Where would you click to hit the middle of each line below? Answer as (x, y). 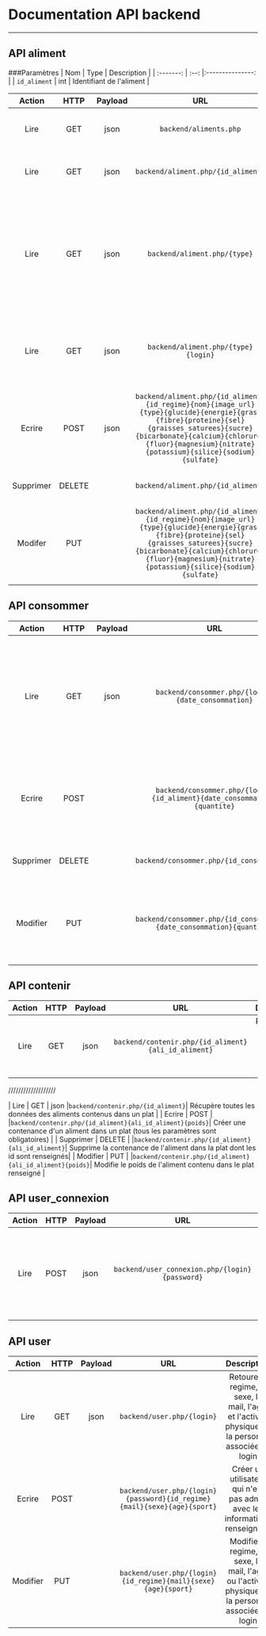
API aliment (37, 54)
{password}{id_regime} (168, 1498)
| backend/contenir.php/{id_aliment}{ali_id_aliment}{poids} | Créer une (127, 1122)
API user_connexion (59, 1198)
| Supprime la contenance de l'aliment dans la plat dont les (160, 1148)
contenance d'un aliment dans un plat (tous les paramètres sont (112, 1131)
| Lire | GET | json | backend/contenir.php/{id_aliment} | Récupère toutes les (132, 1106)
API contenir (40, 986)
